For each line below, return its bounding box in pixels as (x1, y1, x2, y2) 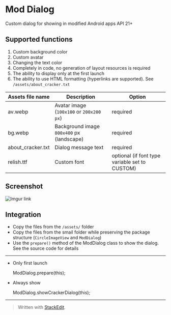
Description (66, 93, 96, 100)
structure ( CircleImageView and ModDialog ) (12, 235, 102, 241)
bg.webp (8, 129, 29, 136)
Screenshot (5, 182, 43, 191)
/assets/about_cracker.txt (12, 82, 70, 87)
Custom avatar (12, 54, 44, 60)
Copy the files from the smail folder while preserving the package (12, 229, 150, 235)
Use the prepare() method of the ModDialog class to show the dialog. (12, 240, 159, 246)
